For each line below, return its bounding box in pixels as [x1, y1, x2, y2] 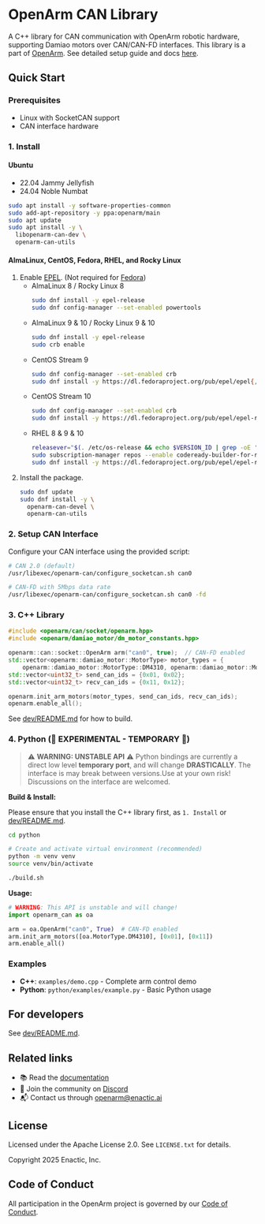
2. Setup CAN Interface [8, 528, 99, 539]
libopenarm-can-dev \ [15, 231, 87, 239]
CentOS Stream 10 [31, 392, 91, 401]
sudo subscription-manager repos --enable [31, 451, 174, 459]
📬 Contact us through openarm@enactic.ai [19, 1093, 162, 1103]
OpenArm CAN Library [8, 6, 159, 24]
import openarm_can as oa [8, 911, 93, 919]
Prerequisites [8, 95, 61, 106]
